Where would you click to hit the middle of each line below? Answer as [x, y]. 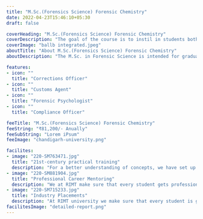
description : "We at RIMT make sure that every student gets [90, 185]
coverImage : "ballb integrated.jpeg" [54, 45]
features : [19, 67]
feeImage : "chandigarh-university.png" [56, 140]
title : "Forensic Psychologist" [53, 101]
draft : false [23, 23]
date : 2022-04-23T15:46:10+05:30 [48, 17]
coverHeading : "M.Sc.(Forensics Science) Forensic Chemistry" [86, 34]
